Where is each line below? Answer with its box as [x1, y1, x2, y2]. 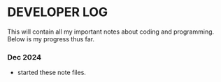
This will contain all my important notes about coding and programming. [7, 27, 215, 36]
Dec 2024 [7, 52, 42, 62]
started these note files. [17, 68, 86, 77]
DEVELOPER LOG [7, 4, 108, 20]
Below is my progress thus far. [7, 34, 95, 43]
